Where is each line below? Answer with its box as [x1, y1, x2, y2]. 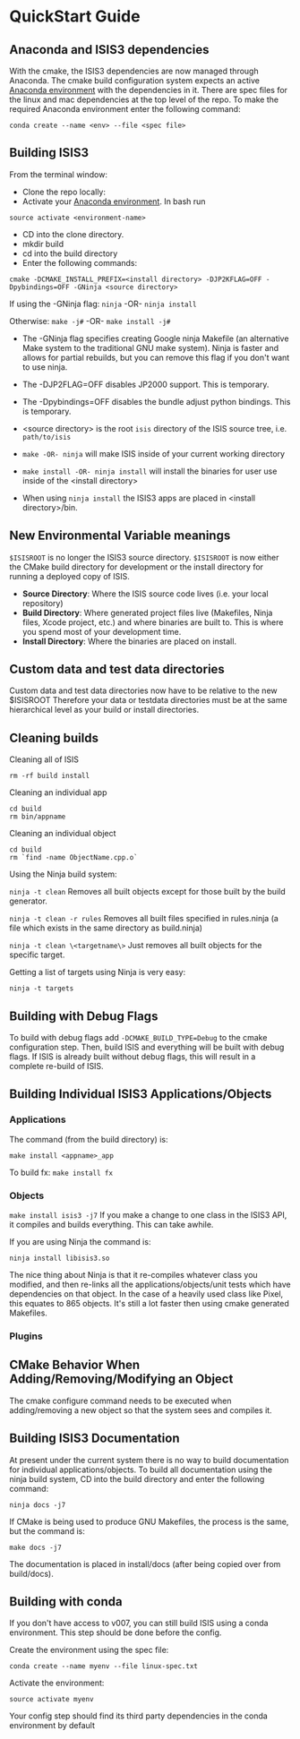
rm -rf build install [9, 772, 90, 781]
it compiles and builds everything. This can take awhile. [9, 1220, 214, 1230]
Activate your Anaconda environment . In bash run [21, 195, 206, 207]
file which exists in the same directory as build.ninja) [9, 922, 203, 933]
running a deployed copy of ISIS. [9, 570, 130, 581]
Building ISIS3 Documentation [9, 1431, 180, 1446]
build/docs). [9, 1568, 54, 1579]
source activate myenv [9, 1695, 94, 1704]
